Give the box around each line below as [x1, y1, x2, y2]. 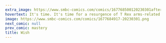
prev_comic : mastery [5, 26, 48, 31]
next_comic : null [5, 21, 41, 26]
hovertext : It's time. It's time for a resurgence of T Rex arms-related [5, 12, 161, 17]
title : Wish [5, 30, 30, 35]
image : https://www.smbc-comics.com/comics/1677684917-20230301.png [5, 16, 149, 21]
